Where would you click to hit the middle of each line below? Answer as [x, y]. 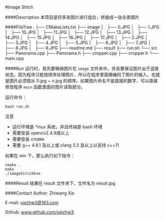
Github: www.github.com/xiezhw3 [40, 212]
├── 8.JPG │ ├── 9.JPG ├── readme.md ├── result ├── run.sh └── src [81, 48]
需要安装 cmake [28, 139]
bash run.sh [17, 107]
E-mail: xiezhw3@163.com [32, 203]
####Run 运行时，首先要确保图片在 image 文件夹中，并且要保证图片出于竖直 [82, 69]
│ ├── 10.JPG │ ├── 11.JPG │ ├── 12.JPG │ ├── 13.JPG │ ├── [76, 32]
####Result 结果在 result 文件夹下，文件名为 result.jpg [60, 183]
